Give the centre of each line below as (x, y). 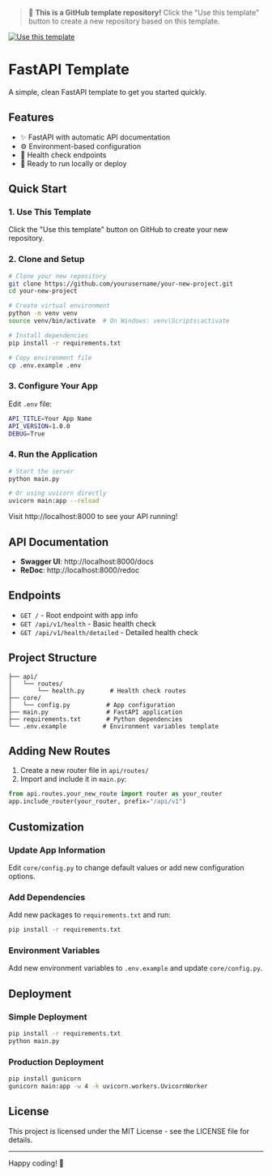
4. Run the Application (53, 454)
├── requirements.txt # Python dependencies (96, 719)
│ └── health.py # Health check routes (97, 691)
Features (31, 118)
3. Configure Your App (53, 386)
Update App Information (57, 850)
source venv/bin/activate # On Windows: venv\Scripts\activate (119, 321)
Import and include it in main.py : (73, 779)
